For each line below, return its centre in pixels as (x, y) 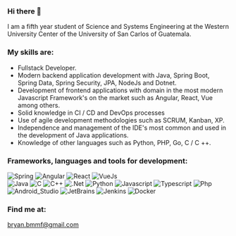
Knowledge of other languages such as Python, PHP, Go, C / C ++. (114, 142)
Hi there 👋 (25, 11)
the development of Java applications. (73, 135)
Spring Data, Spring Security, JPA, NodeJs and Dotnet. (97, 82)
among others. (39, 105)
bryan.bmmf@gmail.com (43, 225)
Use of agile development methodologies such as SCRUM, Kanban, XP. (121, 120)
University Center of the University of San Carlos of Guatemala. (99, 34)
